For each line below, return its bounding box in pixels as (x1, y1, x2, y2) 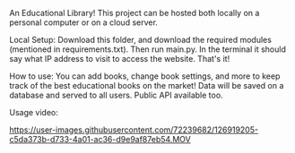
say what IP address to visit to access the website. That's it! (9, 54, 230, 64)
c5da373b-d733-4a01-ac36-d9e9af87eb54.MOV (9, 134, 191, 144)
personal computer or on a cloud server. (9, 17, 159, 28)
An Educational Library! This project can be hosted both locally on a (9, 8, 260, 18)
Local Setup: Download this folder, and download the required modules (9, 35, 272, 45)
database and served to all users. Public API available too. (9, 89, 223, 100)
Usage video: (9, 107, 58, 117)
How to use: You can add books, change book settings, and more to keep (9, 71, 281, 81)
